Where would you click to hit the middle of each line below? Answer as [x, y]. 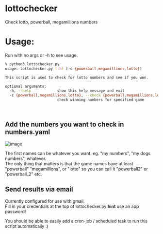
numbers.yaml [27, 132]
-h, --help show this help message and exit [67, 91]
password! [16, 211]
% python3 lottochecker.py [32, 64]
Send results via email [39, 189]
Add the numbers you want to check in [65, 125]
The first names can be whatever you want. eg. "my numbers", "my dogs [78, 153]
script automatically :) [27, 226]
